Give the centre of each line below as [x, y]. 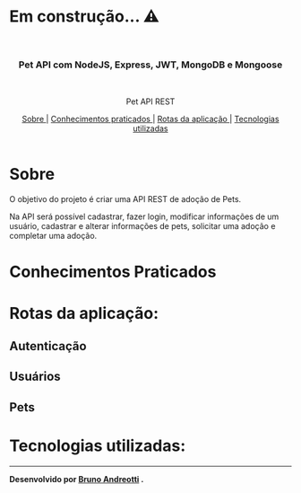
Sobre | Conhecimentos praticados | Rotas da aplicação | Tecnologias [150, 119]
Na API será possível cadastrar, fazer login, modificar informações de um [144, 216]
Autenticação [48, 346]
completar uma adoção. [53, 236]
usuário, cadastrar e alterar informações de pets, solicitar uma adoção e [142, 226]
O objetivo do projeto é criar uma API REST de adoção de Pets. [125, 199]
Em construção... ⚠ [84, 17]
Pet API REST [150, 101]
